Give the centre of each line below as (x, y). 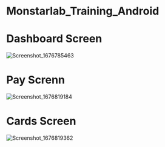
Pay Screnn (36, 80)
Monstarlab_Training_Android (83, 11)
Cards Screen (41, 121)
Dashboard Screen (54, 39)
